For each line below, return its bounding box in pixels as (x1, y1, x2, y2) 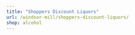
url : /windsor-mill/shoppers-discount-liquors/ (6, 14, 130, 20)
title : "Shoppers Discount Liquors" (6, 8, 99, 15)
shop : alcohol (6, 20, 43, 26)
